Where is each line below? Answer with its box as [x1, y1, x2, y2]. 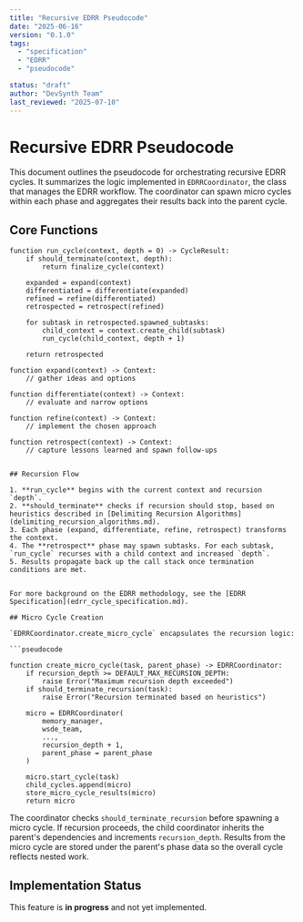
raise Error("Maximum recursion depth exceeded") [42, 677, 234, 686]
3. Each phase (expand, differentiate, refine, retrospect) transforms [9, 526, 287, 535]
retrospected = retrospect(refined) [25, 302, 166, 312]
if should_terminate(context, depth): [25, 254, 173, 264]
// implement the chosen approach [25, 422, 157, 431]
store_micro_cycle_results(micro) [25, 789, 157, 798]
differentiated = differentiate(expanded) [25, 286, 189, 296]
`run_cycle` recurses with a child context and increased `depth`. [9, 549, 271, 558]
